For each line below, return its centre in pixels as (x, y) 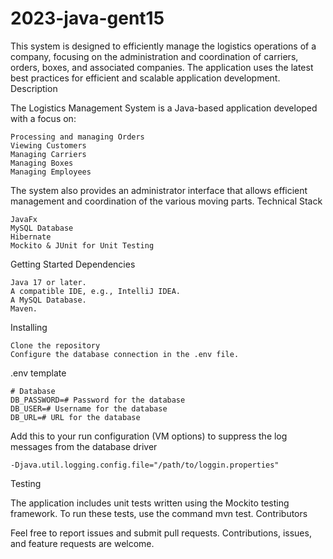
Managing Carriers (48, 154)
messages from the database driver (84, 446)
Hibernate (31, 237)
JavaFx (24, 219)
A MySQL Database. (48, 300)
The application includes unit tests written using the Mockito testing (150, 503)
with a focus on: (43, 118)
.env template (38, 373)
